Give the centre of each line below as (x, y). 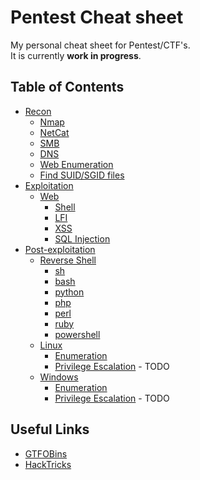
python (69, 292)
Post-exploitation (60, 249)
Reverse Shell (68, 260)
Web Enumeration (76, 164)
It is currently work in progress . (76, 55)
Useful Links (50, 429)
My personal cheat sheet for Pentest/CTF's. (100, 45)
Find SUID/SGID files (82, 175)
